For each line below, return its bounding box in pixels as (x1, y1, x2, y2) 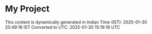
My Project (5, 3, 50, 14)
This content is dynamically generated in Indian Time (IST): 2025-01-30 (5, 19, 147, 25)
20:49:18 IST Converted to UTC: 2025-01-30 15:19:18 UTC (5, 24, 121, 30)
